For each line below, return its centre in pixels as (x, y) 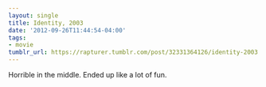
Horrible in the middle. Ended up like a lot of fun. (88, 75)
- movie (21, 45)
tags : (17, 38)
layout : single (33, 15)
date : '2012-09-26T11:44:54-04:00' (67, 30)
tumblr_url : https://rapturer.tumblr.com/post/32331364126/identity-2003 (133, 52)
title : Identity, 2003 (46, 23)
